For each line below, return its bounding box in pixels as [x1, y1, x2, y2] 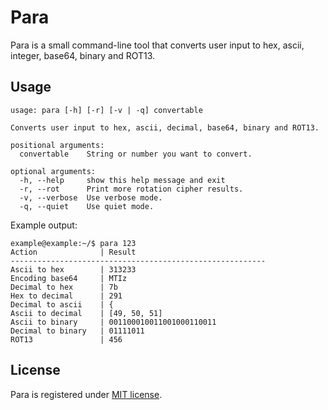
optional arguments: [10, 166, 97, 176]
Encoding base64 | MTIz [10, 273, 128, 283]
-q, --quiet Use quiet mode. [19, 201, 155, 211]
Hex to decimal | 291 [10, 291, 123, 301]
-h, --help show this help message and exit [19, 175, 226, 185]
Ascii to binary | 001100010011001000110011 [10, 317, 217, 327]
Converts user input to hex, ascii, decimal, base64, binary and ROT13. [10, 122, 320, 133]
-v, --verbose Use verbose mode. [19, 192, 163, 203]
